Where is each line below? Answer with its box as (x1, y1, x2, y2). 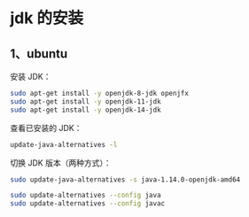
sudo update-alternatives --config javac (10, 199, 166, 208)
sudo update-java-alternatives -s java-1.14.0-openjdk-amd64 (10, 174, 241, 184)
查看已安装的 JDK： (10, 122, 82, 133)
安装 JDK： (10, 72, 51, 81)
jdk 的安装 (10, 8, 84, 28)
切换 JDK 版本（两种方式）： (10, 157, 112, 168)
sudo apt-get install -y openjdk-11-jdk (10, 97, 162, 106)
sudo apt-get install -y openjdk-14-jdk (10, 105, 162, 114)
